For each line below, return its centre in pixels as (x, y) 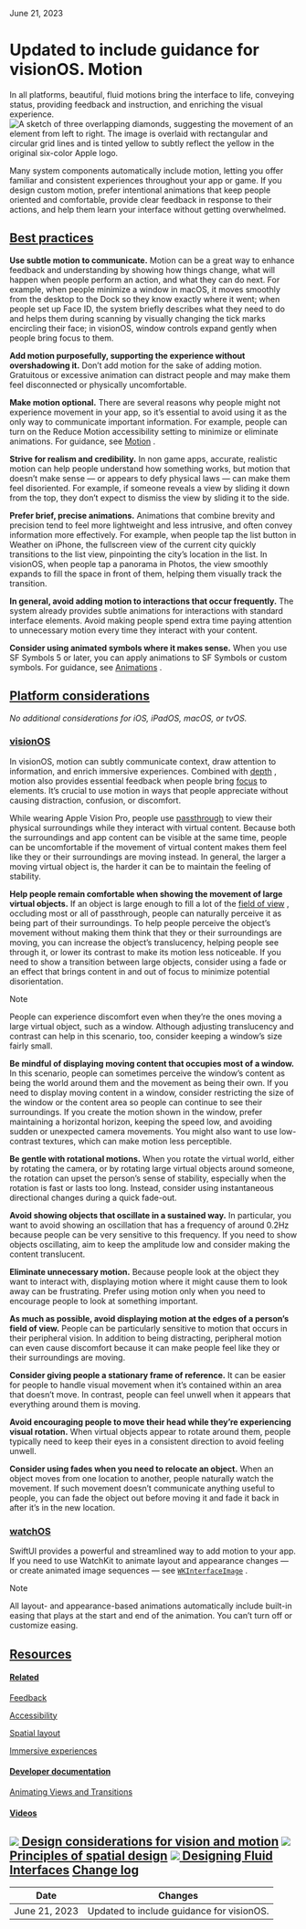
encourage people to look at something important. (104, 1301)
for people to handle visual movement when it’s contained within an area (146, 1385)
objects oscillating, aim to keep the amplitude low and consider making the (150, 1244)
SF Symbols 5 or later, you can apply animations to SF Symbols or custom (148, 658)
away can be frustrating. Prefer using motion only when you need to (137, 1291)
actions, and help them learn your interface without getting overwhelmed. (148, 209)
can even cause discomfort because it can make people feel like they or (145, 1347)
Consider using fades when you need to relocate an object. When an (142, 1469)
